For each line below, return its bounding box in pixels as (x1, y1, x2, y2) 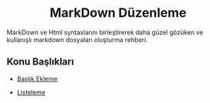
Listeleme (16, 88, 46, 96)
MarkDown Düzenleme (49, 5, 187, 21)
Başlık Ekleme (16, 74, 58, 83)
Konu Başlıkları (6, 56, 74, 68)
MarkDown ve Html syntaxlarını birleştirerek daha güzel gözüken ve (6, 28, 204, 36)
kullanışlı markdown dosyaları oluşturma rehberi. (6, 35, 148, 43)
